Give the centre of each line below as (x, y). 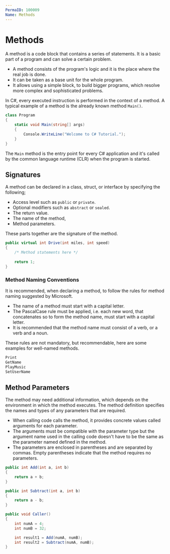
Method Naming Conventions (42, 280)
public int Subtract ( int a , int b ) (43, 491)
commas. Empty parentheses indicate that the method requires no (82, 453)
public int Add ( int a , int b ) (37, 468)
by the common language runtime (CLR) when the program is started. (78, 159)
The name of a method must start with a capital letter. (69, 306)
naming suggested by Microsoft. (39, 296)
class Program (20, 115)
